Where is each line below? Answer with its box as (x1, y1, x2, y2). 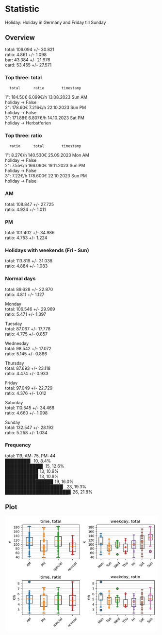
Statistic (5, 3, 40, 15)
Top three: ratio (5, 132, 42, 139)
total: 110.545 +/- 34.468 (5, 405, 55, 411)
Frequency (5, 442, 31, 448)
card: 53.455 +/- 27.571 (5, 62, 52, 68)
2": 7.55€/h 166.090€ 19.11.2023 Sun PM (5, 163, 85, 169)
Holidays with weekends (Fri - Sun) (5, 247, 89, 254)
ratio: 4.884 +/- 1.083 (5, 263, 48, 269)
